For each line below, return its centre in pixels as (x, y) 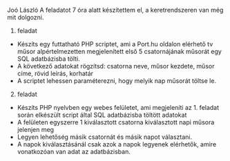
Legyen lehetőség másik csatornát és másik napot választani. (104, 137)
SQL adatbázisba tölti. (49, 59)
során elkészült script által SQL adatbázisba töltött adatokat (102, 115)
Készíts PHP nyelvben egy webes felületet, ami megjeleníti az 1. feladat (118, 107)
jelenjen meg (35, 130)
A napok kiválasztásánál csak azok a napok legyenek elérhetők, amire (117, 144)
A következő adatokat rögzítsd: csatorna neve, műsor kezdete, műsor (116, 66)
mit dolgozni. (26, 17)
